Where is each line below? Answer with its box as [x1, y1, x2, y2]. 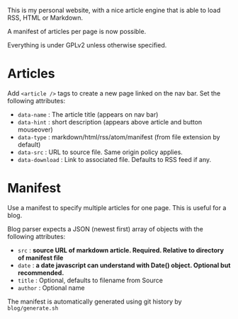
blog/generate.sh [7, 304, 59, 312]
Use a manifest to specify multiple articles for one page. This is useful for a [7, 203, 227, 211]
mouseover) [17, 125, 53, 134]
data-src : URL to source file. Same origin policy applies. [17, 148, 183, 156]
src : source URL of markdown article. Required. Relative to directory [17, 245, 225, 254]
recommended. [17, 268, 64, 277]
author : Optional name [17, 283, 85, 292]
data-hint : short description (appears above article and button [17, 117, 203, 126]
